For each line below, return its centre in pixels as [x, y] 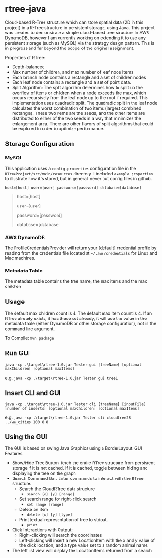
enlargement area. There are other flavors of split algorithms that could [83, 123]
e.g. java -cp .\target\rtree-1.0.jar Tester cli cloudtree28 [68, 417]
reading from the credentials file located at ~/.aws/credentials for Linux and [81, 253]
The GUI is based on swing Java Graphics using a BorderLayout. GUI [74, 448]
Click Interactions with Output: [42, 530]
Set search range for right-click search [58, 499]
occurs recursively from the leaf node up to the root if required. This [80, 97]
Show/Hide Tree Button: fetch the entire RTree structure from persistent [83, 463]
